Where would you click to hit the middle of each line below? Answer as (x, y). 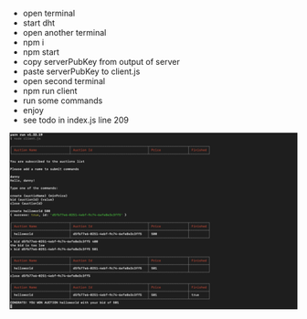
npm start (41, 52)
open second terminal (64, 81)
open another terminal (64, 32)
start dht (39, 23)
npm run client (50, 91)
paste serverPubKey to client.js (81, 71)
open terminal (49, 13)
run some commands (63, 101)
